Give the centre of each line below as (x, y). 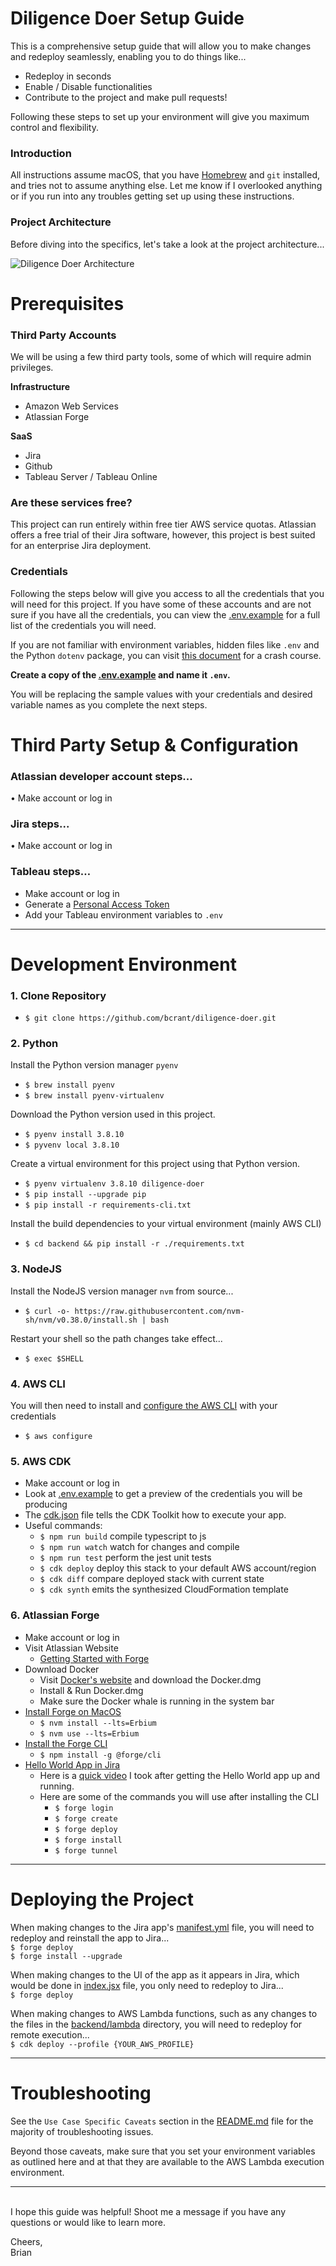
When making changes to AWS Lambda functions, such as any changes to (164, 2013)
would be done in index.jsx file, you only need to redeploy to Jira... (147, 1985)
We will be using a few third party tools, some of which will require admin (161, 357)
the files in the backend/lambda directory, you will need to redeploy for (156, 2024)
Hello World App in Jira (72, 1764)
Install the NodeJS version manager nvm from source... (122, 1291)
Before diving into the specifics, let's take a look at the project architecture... (167, 244)
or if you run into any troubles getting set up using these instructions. (152, 196)
